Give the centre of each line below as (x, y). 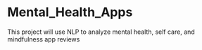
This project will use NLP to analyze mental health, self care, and (101, 32)
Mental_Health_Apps (70, 12)
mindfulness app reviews (44, 39)
